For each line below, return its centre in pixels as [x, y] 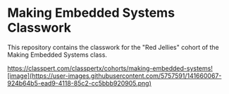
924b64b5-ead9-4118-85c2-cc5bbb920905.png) [79, 83]
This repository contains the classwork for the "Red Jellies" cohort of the [113, 47]
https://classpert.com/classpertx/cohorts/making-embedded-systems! [110, 68]
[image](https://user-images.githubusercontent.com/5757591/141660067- [114, 76]
